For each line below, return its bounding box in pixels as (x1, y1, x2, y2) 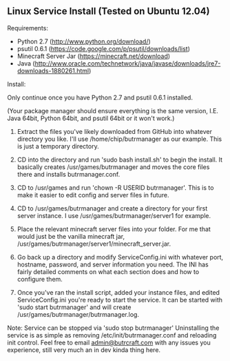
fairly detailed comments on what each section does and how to (17, 267, 200, 275)
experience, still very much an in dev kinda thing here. (7, 345, 160, 354)
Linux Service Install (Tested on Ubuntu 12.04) (7, 6, 210, 17)
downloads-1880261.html (17, 66, 90, 75)
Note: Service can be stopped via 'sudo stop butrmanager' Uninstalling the (7, 324, 220, 332)
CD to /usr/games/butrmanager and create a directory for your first (17, 204, 208, 213)
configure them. (17, 275, 63, 283)
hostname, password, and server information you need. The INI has (17, 260, 209, 269)
